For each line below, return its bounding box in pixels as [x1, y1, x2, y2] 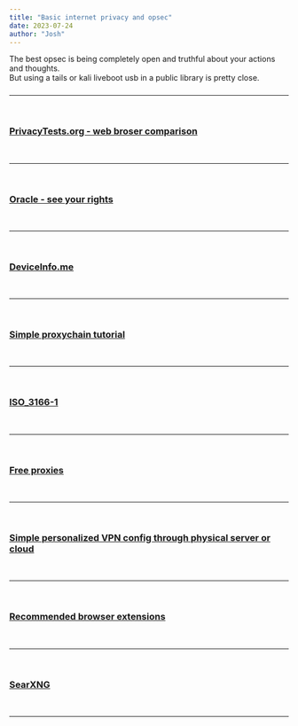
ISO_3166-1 [9, 396, 59, 409]
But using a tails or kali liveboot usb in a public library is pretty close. [9, 73, 260, 83]
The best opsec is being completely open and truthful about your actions [9, 54, 276, 65]
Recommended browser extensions [9, 611, 166, 623]
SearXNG [9, 678, 51, 691]
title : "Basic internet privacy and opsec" [9, 12, 173, 22]
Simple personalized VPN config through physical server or [9, 532, 271, 543]
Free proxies [9, 464, 65, 476]
